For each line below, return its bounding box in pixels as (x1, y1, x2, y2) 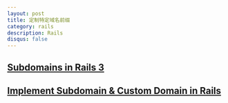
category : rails (7, 23, 54, 30)
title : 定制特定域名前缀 (7, 17, 70, 24)
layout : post (7, 10, 45, 17)
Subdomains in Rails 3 (7, 62, 105, 73)
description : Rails (7, 29, 64, 37)
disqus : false (7, 36, 48, 43)
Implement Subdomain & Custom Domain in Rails (7, 84, 222, 97)
